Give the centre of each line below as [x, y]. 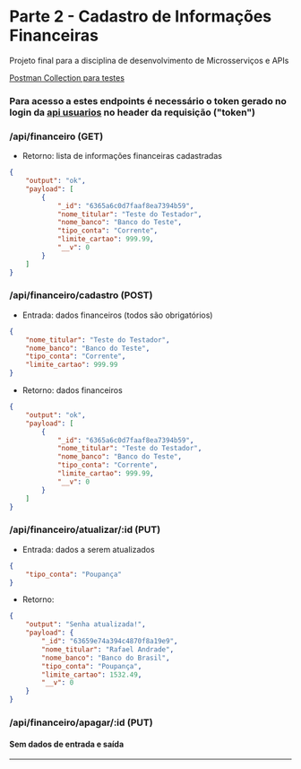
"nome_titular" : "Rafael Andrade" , [108, 649]
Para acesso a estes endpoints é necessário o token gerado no [148, 100]
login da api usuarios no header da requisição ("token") [133, 112]
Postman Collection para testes [67, 77]
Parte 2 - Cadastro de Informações [141, 17]
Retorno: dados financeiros [72, 390]
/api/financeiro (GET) [56, 136]
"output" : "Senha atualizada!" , [86, 625]
